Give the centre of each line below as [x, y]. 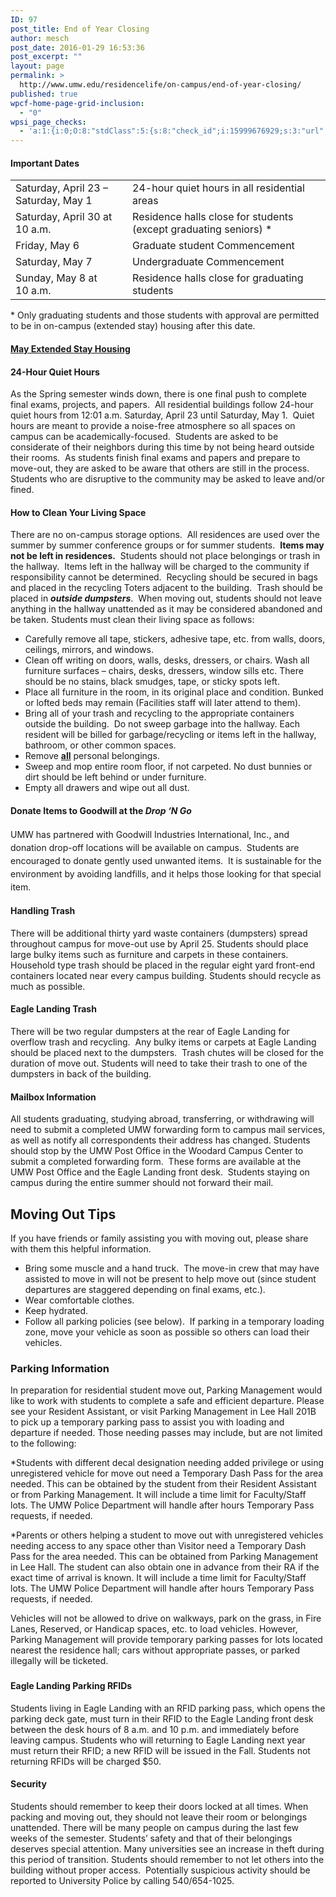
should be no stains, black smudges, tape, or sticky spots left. [152, 682]
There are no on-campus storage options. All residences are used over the [165, 535]
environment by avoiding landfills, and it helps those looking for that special [166, 873]
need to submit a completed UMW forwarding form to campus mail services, [168, 1130]
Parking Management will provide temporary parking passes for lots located [166, 1640]
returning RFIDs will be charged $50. [86, 1761]
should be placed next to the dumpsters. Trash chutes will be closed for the [167, 1052]
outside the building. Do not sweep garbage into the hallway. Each [162, 724]
